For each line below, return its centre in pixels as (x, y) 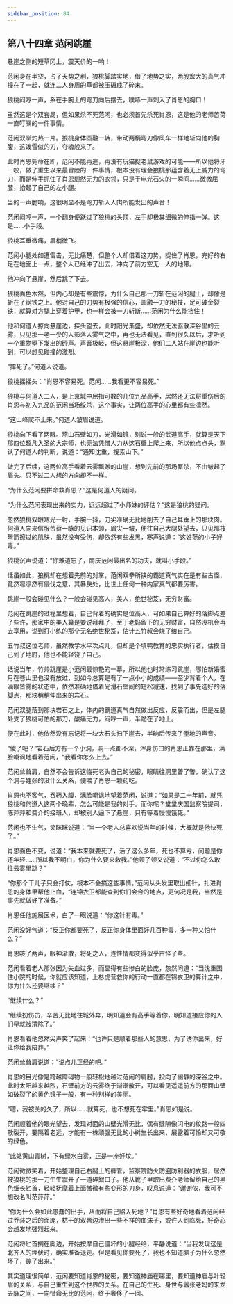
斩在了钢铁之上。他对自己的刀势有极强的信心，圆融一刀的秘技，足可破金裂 (113, 303)
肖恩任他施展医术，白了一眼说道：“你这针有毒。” (75, 915)
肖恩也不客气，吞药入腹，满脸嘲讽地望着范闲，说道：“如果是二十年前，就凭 (115, 795)
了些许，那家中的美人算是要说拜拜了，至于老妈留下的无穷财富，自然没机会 (113, 622)
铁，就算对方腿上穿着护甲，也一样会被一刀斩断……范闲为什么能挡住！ (107, 311)
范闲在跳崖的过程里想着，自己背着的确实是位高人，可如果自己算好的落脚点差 (116, 613)
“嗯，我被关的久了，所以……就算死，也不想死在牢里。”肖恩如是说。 (102, 1109)
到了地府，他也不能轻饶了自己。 (59, 654)
